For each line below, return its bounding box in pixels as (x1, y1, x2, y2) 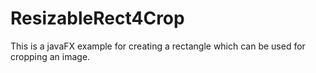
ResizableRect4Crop (10, 7, 185, 30)
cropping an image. (10, 50, 91, 62)
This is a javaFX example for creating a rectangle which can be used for (10, 40, 306, 52)
